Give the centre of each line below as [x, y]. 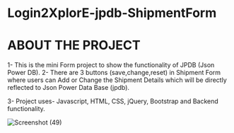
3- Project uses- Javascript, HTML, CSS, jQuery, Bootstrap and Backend [113, 101]
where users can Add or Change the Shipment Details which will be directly [117, 80]
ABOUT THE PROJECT [74, 46]
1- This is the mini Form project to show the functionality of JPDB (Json [111, 65]
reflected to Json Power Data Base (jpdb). [68, 88]
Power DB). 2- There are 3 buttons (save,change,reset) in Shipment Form [114, 73]
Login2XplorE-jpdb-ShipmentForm [112, 13]
